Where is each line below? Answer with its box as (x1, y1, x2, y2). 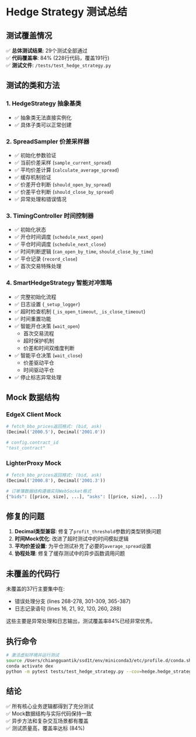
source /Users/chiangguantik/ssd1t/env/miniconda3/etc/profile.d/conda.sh (6, 657, 192, 663)
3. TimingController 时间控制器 (6, 211, 94, 220)
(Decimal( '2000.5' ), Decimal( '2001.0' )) (6, 429, 106, 435)
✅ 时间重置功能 (14, 315, 51, 322)
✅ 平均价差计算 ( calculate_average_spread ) (14, 166, 120, 173)
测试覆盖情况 (6, 30, 52, 40)
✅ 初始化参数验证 (14, 152, 57, 159)
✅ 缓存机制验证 (14, 173, 51, 180)
